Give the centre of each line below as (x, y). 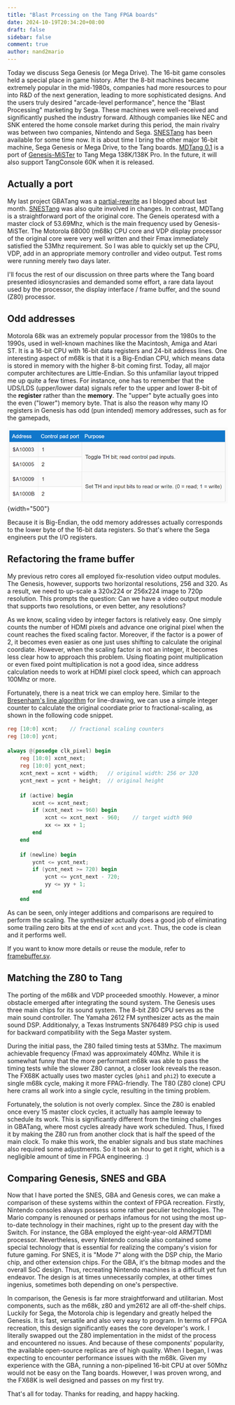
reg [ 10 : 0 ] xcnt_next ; (53, 759)
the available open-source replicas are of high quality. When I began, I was (115, 1350)
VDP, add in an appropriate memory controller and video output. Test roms (115, 253)
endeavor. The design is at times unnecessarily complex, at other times (110, 1277)
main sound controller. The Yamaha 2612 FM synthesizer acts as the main (113, 1017)
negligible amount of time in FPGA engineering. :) (78, 1156)
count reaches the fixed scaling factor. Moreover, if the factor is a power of (115, 634)
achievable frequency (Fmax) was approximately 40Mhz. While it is (104, 1053)
